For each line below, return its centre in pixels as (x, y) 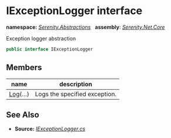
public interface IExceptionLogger (50, 49)
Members (24, 68)
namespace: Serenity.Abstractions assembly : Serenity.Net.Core (86, 27)
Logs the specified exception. (76, 94)
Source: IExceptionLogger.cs (50, 129)
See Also (23, 115)
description (76, 84)
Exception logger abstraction (41, 38)
